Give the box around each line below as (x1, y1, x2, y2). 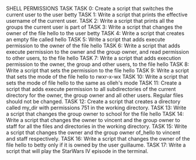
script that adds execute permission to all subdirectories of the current (6, 86, 176, 92)
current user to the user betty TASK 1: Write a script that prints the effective (6, 11, 188, 18)
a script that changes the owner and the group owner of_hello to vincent (6, 129, 180, 136)
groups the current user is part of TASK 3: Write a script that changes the (6, 23, 183, 30)
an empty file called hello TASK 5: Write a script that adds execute (6, 36, 166, 43)
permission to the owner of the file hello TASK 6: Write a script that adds (6, 42, 180, 49)
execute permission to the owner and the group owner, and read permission (6, 48, 189, 55)
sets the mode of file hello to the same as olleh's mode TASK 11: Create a (6, 79, 181, 86)
